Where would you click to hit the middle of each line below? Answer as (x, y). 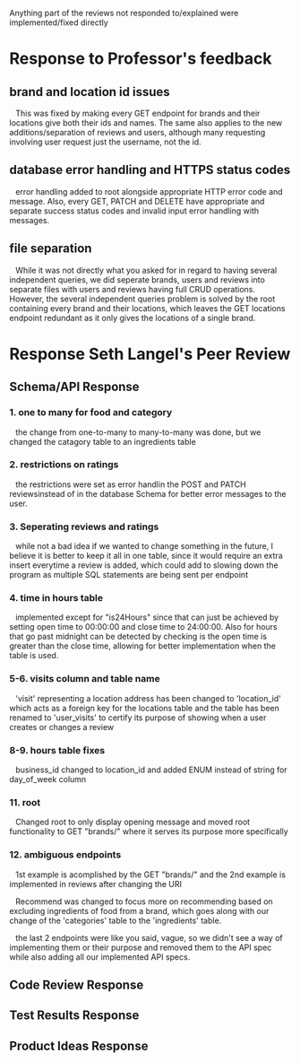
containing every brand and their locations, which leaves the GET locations (147, 308)
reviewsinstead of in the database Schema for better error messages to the (148, 493)
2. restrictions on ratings (64, 465)
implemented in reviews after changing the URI (95, 884)
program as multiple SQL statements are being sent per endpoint (129, 575)
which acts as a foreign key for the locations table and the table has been (145, 708)
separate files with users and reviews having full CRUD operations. (133, 289)
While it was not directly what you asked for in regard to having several (146, 270)
